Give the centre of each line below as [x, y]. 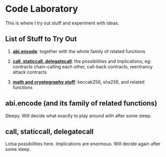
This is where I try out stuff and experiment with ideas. [62, 23]
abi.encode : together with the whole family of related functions [79, 51]
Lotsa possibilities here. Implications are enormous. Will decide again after [83, 144]
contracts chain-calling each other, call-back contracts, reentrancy [83, 66]
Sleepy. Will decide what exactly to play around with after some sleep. [78, 116]
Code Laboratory [42, 9]
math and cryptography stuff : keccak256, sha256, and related [78, 82]
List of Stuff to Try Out [41, 39]
